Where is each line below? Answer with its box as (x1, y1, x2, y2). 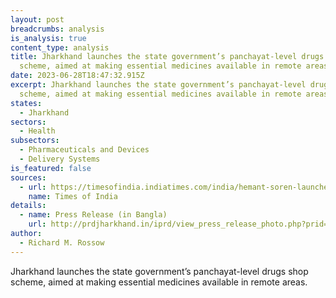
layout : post (10, 14, 65, 25)
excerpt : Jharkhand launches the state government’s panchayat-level (10, 80, 307, 90)
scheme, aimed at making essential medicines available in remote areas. (10, 276, 308, 288)
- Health (19, 126, 56, 136)
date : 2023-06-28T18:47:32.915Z (10, 71, 145, 81)
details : (10, 201, 47, 211)
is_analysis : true (10, 33, 87, 43)
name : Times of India (28, 191, 118, 201)
